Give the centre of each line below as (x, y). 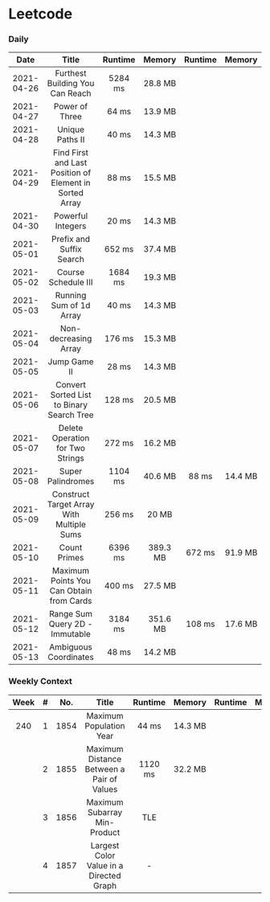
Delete (71, 428)
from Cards (71, 601)
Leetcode (41, 14)
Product (105, 832)
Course (71, 273)
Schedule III (71, 282)
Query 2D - (71, 624)
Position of (71, 173)
